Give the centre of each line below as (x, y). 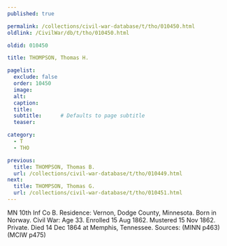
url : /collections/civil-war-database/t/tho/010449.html (98, 174)
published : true (31, 14)
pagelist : (22, 70)
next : (15, 180)
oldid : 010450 (28, 45)
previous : (22, 160)
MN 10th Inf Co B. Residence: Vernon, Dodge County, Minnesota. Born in (112, 213)
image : (23, 90)
